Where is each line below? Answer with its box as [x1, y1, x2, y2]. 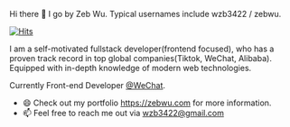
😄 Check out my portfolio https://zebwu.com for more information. [22, 97, 272, 108]
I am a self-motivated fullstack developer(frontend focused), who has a [9, 43, 275, 54]
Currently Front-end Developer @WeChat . [9, 80, 165, 90]
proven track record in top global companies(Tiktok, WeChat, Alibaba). [9, 53, 273, 63]
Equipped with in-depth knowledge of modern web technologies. [9, 63, 252, 73]
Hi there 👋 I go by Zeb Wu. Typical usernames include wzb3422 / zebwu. [9, 9, 282, 19]
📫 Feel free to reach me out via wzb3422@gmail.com [22, 108, 224, 118]
